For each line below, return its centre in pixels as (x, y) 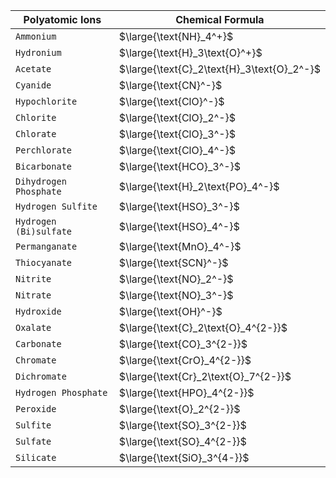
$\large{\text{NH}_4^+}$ (176, 36)
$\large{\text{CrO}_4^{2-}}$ (185, 360)
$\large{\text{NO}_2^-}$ (176, 279)
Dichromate (41, 376)
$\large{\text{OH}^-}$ (170, 311)
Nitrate (33, 295)
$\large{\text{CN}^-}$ (170, 85)
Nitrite (33, 279)
